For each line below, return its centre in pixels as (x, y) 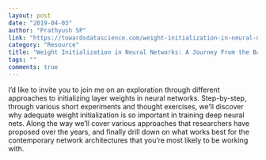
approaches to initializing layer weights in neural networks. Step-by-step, (127, 98)
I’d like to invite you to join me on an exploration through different (114, 90)
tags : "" (23, 60)
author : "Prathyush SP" (47, 30)
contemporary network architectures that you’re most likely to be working (128, 140)
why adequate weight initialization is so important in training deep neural (126, 115)
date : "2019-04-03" (40, 23)
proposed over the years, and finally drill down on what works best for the (129, 131)
